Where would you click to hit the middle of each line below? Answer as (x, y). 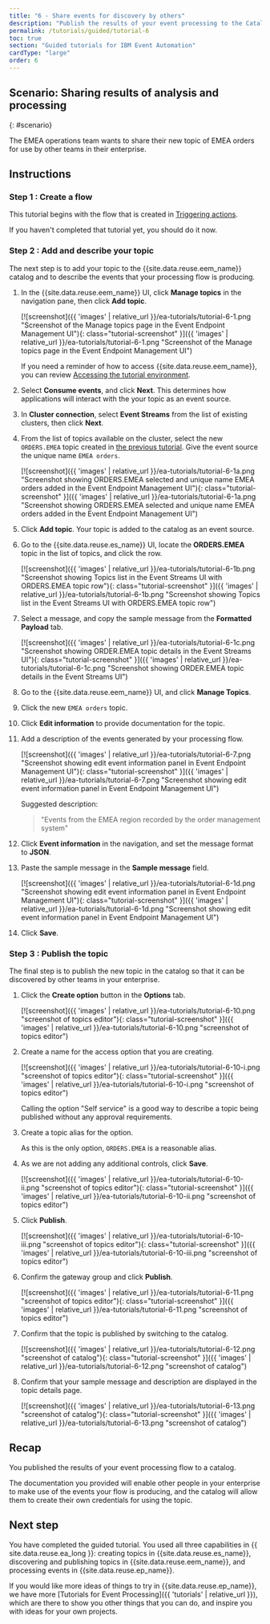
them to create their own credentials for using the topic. (101, 1500)
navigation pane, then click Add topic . (84, 301)
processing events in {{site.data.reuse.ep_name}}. (92, 1570)
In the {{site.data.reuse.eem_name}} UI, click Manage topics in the (131, 292)
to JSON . (36, 852)
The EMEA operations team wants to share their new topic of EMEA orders (132, 140)
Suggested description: (59, 804)
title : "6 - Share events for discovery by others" (97, 16)
